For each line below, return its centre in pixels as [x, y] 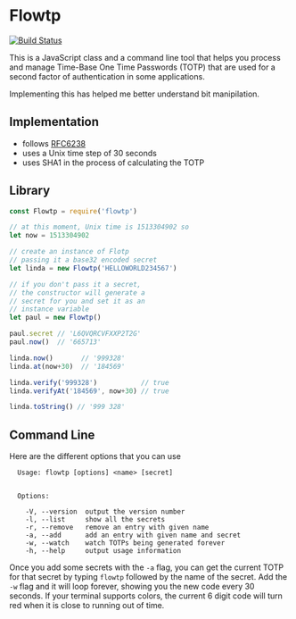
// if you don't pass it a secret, [75, 284]
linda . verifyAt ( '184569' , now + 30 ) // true [89, 391]
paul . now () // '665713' [55, 342]
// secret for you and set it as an [77, 301]
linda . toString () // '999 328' [67, 407]
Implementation [54, 122]
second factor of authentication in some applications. [107, 76]
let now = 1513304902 [49, 236]
